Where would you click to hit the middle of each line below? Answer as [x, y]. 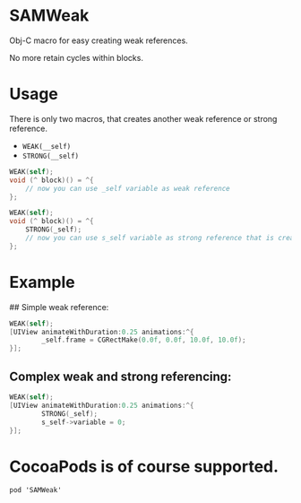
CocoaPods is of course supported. [144, 466]
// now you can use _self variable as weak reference [128, 188]
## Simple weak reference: [59, 307]
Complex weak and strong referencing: [120, 376]
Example [42, 282]
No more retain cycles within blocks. [76, 57]
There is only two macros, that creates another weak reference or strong [143, 118]
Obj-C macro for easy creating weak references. [99, 40]
